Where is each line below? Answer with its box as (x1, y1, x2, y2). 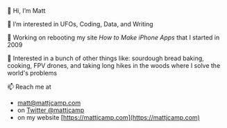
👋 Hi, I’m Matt (7, 7, 46, 15)
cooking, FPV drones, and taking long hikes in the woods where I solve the (7, 62, 221, 69)
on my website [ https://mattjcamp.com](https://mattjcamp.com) (17, 113, 200, 121)
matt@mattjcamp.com (17, 99, 81, 107)
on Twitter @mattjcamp (17, 106, 85, 114)
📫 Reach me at (7, 83, 51, 91)
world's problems (7, 69, 58, 77)
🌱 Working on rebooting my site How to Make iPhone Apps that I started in (7, 33, 220, 42)
